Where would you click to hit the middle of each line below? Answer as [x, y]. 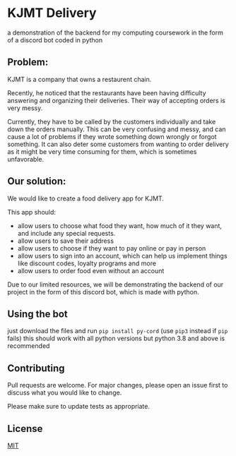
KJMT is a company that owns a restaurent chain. [79, 79]
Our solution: [37, 181]
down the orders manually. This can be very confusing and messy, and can [117, 129]
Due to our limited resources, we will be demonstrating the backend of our [116, 284]
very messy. [25, 108]
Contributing [36, 368]
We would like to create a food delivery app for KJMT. [86, 198]
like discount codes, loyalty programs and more [87, 263]
